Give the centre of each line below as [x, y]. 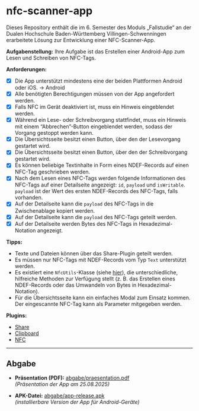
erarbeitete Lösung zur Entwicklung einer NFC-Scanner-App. [81, 40]
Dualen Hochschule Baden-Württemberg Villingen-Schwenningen [86, 33]
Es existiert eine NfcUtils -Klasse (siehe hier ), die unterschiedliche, [96, 272]
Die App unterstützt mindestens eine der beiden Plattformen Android [98, 81]
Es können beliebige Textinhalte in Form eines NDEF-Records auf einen [102, 165]
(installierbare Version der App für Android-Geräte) [77, 402]
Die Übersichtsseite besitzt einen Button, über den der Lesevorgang [97, 139]
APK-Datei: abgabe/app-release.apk [60, 396]
